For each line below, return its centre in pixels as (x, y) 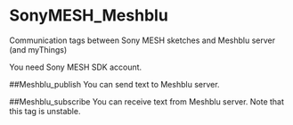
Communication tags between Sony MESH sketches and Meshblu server (142, 40)
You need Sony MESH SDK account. (76, 67)
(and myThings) (38, 49)
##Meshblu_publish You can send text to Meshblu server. (114, 84)
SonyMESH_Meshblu (89, 16)
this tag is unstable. (45, 111)
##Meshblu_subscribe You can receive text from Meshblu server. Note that (147, 101)
